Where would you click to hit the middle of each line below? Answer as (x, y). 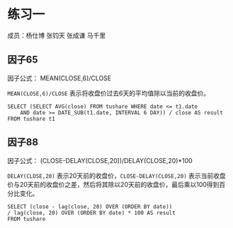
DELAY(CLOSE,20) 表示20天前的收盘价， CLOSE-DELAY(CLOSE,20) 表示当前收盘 (116, 175)
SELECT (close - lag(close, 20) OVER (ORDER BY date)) (90, 206)
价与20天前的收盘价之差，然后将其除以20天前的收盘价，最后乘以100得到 (113, 184)
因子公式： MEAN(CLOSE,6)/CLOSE (59, 78)
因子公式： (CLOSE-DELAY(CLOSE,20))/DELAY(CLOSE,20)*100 (100, 160)
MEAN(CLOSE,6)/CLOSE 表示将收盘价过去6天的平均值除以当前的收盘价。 (109, 93)
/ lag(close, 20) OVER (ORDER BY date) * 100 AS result (91, 212)
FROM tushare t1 (31, 119)
